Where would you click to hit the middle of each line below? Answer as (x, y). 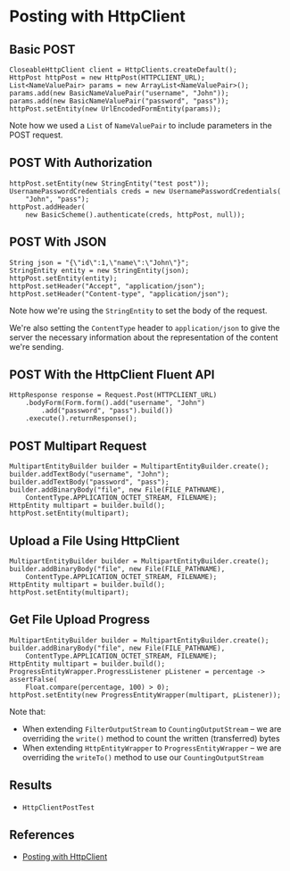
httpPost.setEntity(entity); (63, 278)
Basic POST (42, 50)
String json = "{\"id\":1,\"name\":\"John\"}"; (99, 262)
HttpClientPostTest (58, 808)
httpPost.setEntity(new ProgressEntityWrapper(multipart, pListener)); (145, 695)
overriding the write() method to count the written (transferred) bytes (151, 738)
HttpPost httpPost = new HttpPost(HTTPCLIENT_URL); (107, 78)
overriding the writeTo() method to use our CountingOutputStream (143, 757)
